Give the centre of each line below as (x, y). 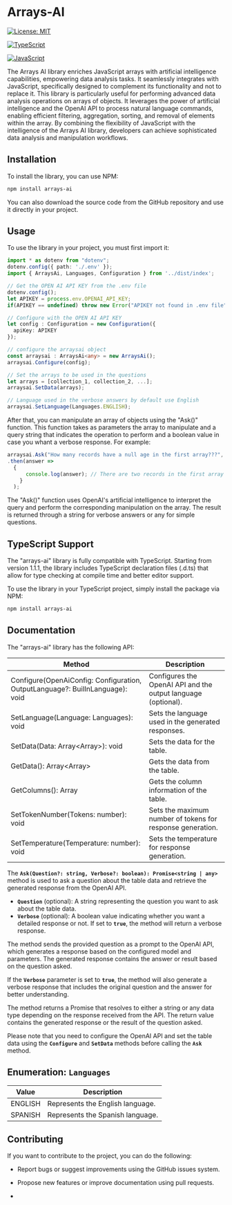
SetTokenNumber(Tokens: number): (69, 814)
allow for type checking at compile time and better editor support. (101, 575)
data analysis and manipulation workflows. (68, 137)
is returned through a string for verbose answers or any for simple (101, 515)
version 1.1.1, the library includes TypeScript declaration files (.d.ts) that (108, 568)
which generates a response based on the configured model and (99, 951)
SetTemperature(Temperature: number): (76, 843)
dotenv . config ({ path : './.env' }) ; (60, 267)
